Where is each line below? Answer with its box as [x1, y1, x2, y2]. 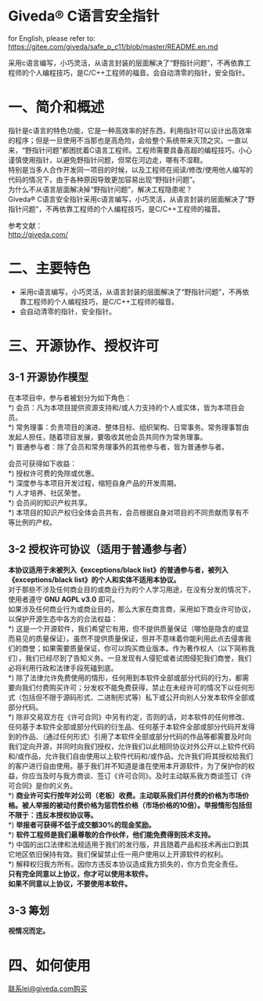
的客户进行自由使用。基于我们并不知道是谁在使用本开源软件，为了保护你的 [8, 761, 248, 770]
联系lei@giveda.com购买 [8, 984, 88, 993]
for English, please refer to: [8, 33, 95, 43]
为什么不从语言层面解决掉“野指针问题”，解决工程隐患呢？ [8, 184, 193, 194]
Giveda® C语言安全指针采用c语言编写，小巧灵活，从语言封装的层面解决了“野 [8, 194, 255, 204]
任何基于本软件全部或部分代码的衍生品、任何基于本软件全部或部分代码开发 [8, 722, 248, 731]
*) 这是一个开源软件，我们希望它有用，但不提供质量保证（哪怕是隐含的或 [8, 624, 243, 633]
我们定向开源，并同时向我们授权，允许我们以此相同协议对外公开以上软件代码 [8, 741, 255, 751]
